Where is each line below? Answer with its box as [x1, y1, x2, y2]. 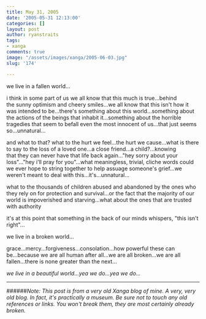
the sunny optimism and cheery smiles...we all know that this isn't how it [6, 100, 189, 108]
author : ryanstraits [6, 32, 59, 38]
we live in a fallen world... [6, 82, 71, 89]
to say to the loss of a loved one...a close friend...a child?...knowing [6, 145, 177, 152]
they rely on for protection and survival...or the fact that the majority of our [6, 189, 195, 197]
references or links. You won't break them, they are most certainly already [6, 300, 194, 307]
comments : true [6, 49, 45, 55]
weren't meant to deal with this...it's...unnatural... [6, 171, 130, 178]
